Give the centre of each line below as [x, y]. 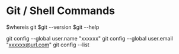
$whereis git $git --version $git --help [53, 27]
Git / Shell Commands [61, 11]
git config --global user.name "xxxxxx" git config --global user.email [89, 38]
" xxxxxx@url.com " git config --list [48, 45]
